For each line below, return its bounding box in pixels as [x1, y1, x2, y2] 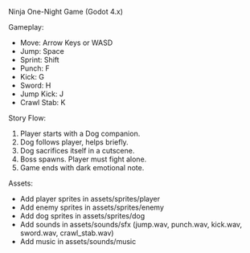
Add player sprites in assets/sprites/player [19, 194, 161, 203]
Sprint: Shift [19, 55, 59, 64]
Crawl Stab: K [19, 98, 66, 107]
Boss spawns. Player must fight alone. [19, 154, 147, 164]
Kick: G [19, 72, 44, 81]
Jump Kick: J [19, 89, 64, 99]
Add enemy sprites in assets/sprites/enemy [19, 202, 165, 212]
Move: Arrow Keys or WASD [19, 38, 113, 47]
